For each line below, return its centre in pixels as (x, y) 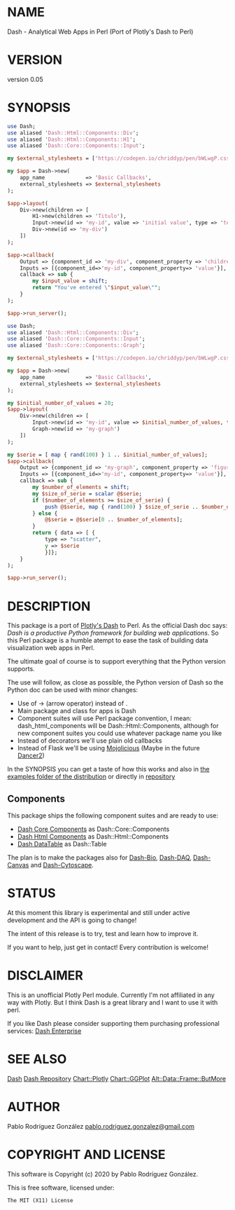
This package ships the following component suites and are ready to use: (113, 816)
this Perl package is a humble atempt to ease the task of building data (108, 640)
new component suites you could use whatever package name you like (120, 734)
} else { (45, 513)
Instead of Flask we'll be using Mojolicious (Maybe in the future (109, 748)
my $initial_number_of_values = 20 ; (60, 403)
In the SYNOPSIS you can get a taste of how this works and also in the (108, 769)
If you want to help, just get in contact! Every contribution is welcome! (108, 947)
